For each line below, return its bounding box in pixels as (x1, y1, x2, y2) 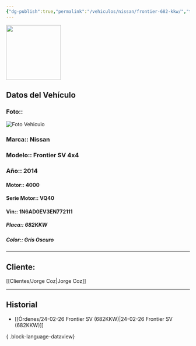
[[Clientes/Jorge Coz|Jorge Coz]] (6, 278, 86, 285)
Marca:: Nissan (6, 136, 50, 144)
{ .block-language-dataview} (6, 333, 75, 340)
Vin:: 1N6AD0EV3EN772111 (6, 208, 73, 215)
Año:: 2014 (6, 167, 38, 175)
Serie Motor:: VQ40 (6, 195, 54, 202)
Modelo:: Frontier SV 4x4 (6, 151, 79, 160)
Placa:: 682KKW (6, 222, 48, 229)
